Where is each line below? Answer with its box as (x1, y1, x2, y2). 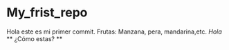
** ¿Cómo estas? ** (6, 34, 63, 42)
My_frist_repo (6, 5, 88, 21)
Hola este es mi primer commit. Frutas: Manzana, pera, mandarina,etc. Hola (6, 27, 222, 36)
